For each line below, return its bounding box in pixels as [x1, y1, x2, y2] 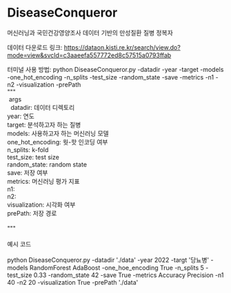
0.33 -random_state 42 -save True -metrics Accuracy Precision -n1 [33, 271, 224, 279]
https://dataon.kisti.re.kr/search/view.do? [63, 43, 181, 51]
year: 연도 [7, 112, 34, 120]
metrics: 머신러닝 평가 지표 [7, 177, 81, 185]
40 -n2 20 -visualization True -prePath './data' [7, 278, 139, 286]
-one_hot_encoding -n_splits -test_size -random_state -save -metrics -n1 [7, 73, 214, 81]
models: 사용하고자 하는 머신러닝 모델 [7, 129, 109, 138]
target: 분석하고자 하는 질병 [7, 120, 81, 129]
